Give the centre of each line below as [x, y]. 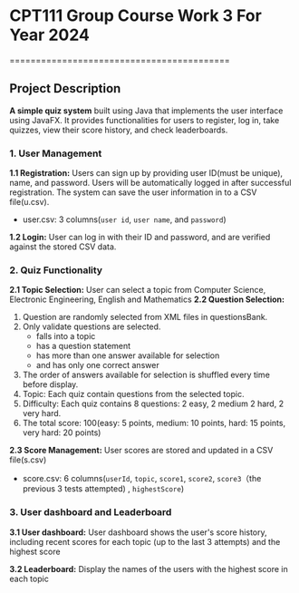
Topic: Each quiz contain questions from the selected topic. [133, 394]
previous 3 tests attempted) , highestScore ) [103, 489]
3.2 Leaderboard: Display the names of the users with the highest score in [149, 569]
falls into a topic [66, 336]
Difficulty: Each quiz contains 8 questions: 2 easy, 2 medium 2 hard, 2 [153, 403]
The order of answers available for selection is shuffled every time [146, 375]
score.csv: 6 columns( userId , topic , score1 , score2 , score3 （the [142, 479]
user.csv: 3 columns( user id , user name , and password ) [124, 219]
